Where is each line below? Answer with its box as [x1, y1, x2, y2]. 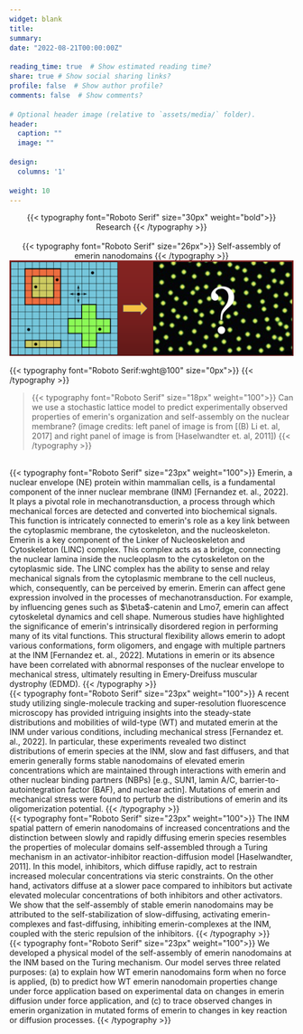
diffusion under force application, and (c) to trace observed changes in [9, 995, 273, 1006]
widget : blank [9, 14, 63, 23]
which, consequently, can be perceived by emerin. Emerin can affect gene [9, 582, 286, 593]
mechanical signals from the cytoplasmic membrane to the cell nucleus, [9, 572, 277, 583]
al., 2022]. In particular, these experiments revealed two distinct [9, 736, 246, 747]
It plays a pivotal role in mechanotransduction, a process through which [9, 495, 275, 506]
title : [9, 23, 34, 33]
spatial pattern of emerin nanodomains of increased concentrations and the [9, 822, 290, 833]
